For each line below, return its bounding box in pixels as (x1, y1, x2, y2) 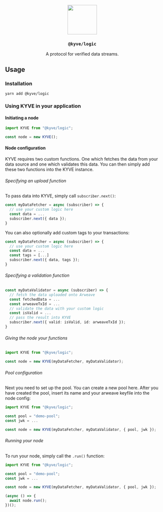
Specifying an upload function (5, 177, 67, 184)
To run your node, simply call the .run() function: (5, 453, 105, 459)
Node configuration (5, 145, 46, 151)
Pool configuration (5, 370, 43, 375)
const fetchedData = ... (9, 297, 60, 302)
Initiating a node (5, 114, 39, 120)
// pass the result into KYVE (9, 315, 71, 320)
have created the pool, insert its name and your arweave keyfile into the (5, 390, 150, 396)
